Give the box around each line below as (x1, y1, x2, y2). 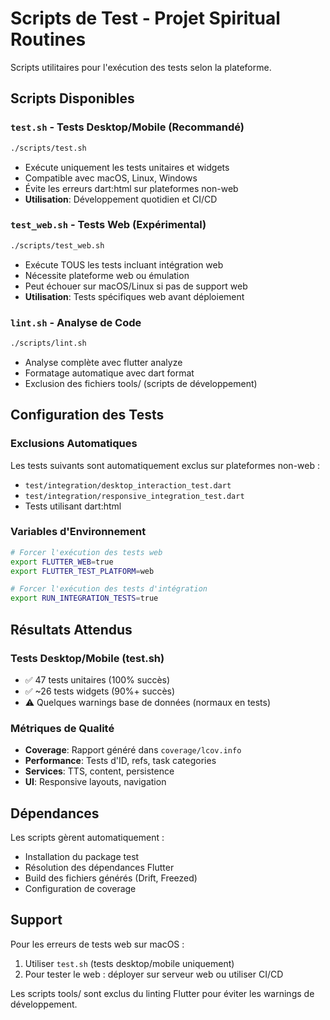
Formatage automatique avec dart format (24, 367, 195, 379)
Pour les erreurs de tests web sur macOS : (10, 938, 185, 950)
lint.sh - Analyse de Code (10, 315, 142, 329)
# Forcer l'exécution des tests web (10, 547, 163, 557)
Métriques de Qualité (10, 721, 115, 735)
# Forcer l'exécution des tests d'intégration (10, 584, 208, 594)
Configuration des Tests (10, 407, 165, 424)
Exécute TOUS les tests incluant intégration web (24, 258, 224, 271)
